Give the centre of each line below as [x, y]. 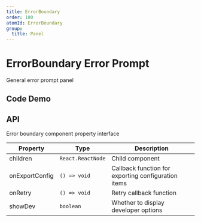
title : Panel [28, 34]
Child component [136, 159]
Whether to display [138, 203]
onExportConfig [31, 176]
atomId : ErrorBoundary [34, 23]
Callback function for [141, 168]
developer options [137, 210]
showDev [22, 206]
